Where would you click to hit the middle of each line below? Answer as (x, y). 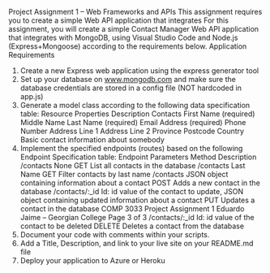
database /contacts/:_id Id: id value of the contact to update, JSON (132, 191)
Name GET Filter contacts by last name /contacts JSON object (124, 174)
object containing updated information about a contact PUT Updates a (137, 200)
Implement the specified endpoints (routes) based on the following (131, 148)
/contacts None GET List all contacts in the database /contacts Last (133, 165)
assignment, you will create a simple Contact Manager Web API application (134, 29)
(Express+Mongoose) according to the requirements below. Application (128, 46)
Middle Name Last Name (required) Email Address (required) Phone (133, 122)
